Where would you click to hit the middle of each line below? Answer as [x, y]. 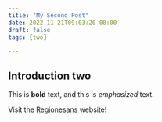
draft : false [29, 30]
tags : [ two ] [27, 37]
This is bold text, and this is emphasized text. [81, 95]
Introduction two [50, 75]
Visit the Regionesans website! [58, 109]
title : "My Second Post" [49, 15]
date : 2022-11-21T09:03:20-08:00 [63, 23]
